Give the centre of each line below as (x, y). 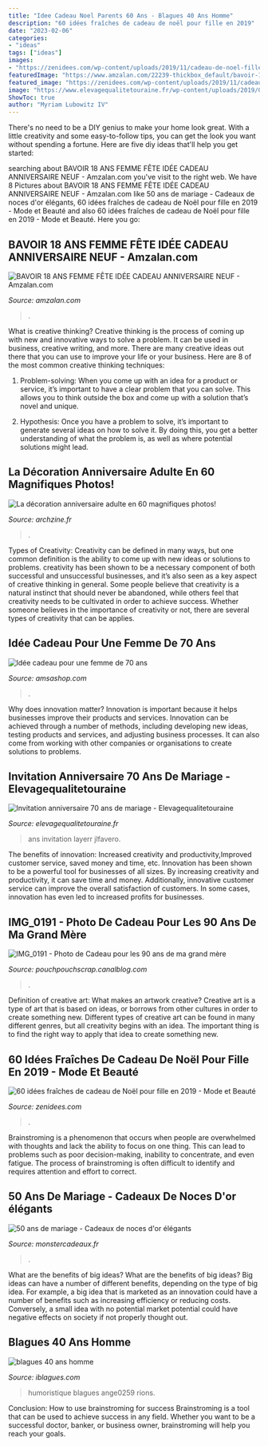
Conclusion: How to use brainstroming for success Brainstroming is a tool (129, 1408)
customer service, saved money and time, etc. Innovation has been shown (130, 863)
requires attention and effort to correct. (73, 1172)
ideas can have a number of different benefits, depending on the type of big (133, 1283)
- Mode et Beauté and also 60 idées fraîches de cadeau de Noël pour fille (129, 211)
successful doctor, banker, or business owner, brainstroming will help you (129, 1425)
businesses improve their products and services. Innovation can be (118, 717)
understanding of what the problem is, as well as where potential (126, 438)
